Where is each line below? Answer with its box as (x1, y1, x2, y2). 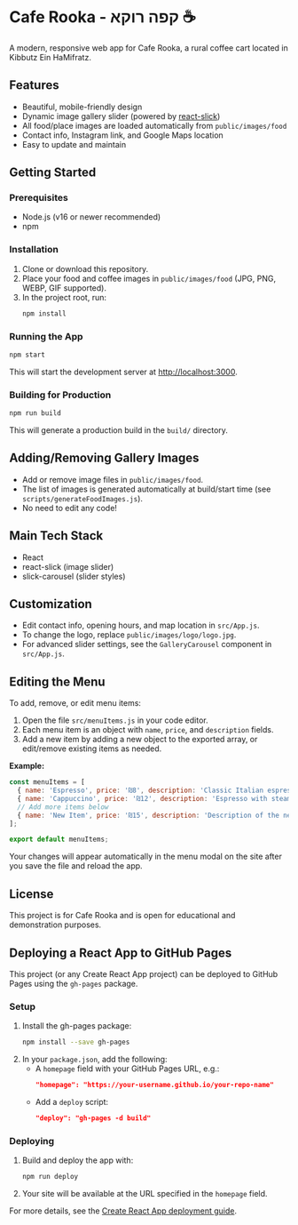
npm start (9, 350, 46, 359)
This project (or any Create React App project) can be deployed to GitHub (9, 968, 278, 979)
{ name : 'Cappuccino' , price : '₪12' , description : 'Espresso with (17, 794, 268, 803)
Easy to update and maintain (21, 139, 127, 149)
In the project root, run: (21, 292, 107, 302)
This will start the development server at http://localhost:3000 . (9, 366, 238, 377)
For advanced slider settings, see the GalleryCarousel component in (21, 639, 272, 650)
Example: (9, 761, 45, 772)
